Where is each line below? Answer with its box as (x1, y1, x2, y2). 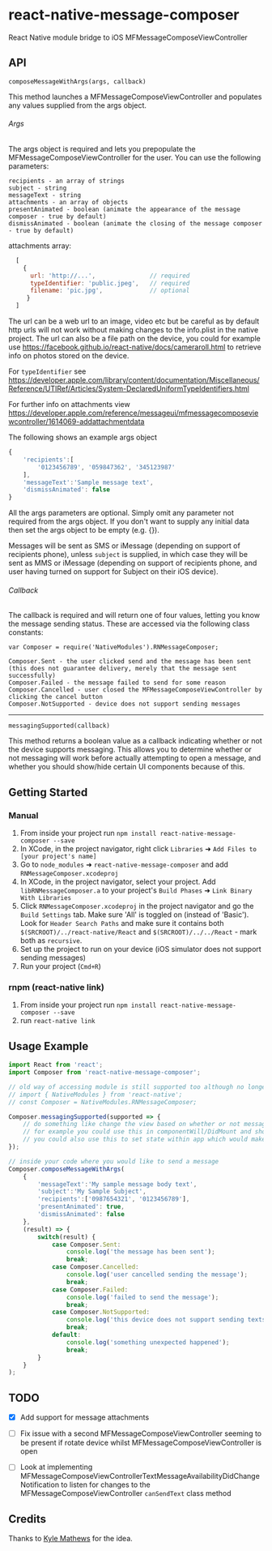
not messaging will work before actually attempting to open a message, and (8, 753, 261, 763)
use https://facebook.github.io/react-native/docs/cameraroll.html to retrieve (8, 342, 261, 352)
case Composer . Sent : (51, 1240, 121, 1249)
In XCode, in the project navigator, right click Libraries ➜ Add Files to (19, 844, 257, 854)
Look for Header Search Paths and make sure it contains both (19, 919, 224, 928)
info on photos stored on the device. (8, 351, 130, 361)
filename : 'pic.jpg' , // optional (29, 286, 190, 295)
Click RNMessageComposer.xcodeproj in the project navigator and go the (19, 902, 254, 911)
